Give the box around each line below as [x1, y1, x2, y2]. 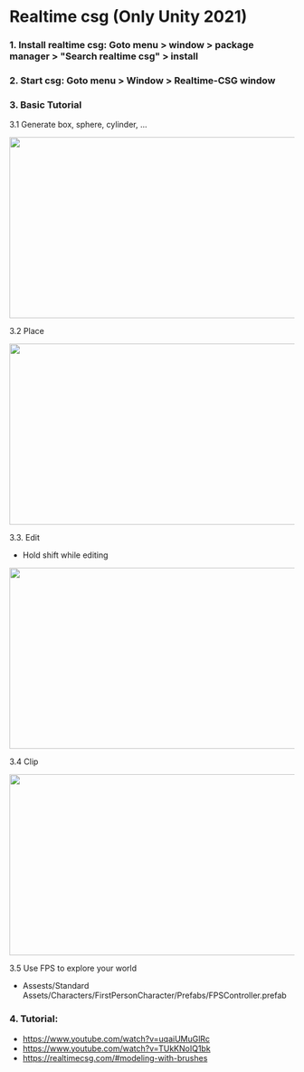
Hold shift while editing [22, 550, 109, 560]
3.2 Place [9, 326, 45, 337]
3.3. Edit [9, 532, 41, 543]
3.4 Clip [9, 756, 39, 767]
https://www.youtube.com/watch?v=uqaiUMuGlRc [22, 1033, 211, 1044]
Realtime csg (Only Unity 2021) [9, 6, 248, 27]
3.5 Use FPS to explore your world [9, 962, 138, 974]
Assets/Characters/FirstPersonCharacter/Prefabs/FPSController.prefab [22, 990, 287, 1001]
